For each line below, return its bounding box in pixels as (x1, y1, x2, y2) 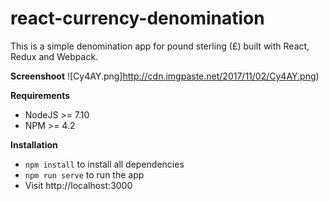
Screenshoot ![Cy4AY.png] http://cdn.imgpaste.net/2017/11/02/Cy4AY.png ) (10, 70, 320, 82)
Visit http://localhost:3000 (24, 179, 133, 191)
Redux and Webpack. (10, 50, 99, 62)
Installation (10, 138, 58, 151)
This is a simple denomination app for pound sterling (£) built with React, (10, 40, 310, 52)
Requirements (10, 89, 71, 101)
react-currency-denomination (10, 7, 265, 30)
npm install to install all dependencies (24, 158, 185, 170)
